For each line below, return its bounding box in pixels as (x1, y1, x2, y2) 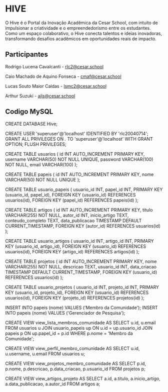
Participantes (5, 50, 48, 59)
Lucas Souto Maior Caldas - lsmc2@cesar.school (5, 83, 106, 89)
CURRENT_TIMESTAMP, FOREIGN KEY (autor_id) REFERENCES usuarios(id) (5, 223, 161, 229)
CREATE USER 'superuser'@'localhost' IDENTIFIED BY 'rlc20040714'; (5, 130, 148, 136)
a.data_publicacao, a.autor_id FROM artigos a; (5, 380, 100, 387)
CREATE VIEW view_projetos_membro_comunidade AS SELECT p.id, (5, 360, 146, 366)
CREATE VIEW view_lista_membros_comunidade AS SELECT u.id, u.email (5, 320, 156, 326)
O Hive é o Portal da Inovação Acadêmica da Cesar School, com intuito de (5, 20, 158, 26)
